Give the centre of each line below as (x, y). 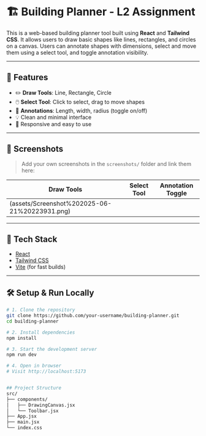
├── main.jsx (23, 422)
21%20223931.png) (40, 211)
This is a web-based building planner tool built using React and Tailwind (98, 33)
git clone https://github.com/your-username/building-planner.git (93, 316)
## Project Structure (34, 388)
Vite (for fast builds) (40, 267)
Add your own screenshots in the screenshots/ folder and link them (106, 163)
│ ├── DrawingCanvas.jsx (41, 405)
